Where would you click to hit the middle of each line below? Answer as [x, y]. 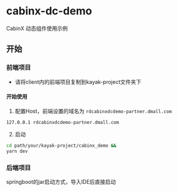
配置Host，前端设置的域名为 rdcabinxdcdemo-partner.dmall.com [93, 111]
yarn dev [17, 151]
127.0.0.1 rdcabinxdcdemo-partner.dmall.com [63, 122]
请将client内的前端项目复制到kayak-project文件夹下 [78, 81]
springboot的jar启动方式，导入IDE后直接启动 [61, 181]
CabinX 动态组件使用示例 [37, 28]
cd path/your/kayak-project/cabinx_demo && [61, 145]
